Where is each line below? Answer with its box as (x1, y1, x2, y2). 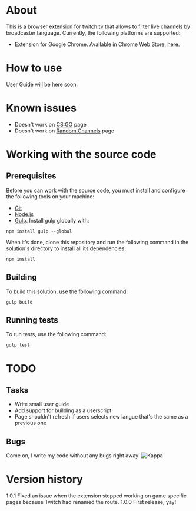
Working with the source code (6, 148, 157, 161)
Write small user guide (14, 401, 69, 408)
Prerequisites (6, 171, 57, 181)
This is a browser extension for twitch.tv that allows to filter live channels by (6, 23, 190, 30)
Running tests (6, 316, 59, 326)
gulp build (6, 299, 33, 305)
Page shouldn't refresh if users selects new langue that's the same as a (14, 413, 188, 420)
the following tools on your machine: (6, 193, 94, 200)
